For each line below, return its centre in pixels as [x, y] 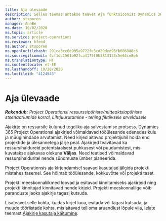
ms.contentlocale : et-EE [31, 65]
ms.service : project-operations [38, 37]
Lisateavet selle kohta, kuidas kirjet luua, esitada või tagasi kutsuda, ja [76, 202]
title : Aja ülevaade [26, 10]
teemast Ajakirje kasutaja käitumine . [42, 213]
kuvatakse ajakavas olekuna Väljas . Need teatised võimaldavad [70, 153]
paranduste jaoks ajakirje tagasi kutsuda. [47, 193]
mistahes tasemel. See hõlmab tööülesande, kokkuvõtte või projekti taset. [80, 173]
